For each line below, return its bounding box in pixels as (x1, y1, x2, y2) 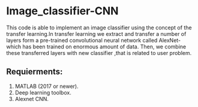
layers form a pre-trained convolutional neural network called (6, 36, 158, 44)
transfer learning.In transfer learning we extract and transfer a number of (6, 30, 187, 37)
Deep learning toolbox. (14, 88, 72, 96)
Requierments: (6, 67, 63, 77)
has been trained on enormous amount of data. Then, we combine (22, 43, 187, 50)
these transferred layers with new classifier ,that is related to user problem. (6, 49, 192, 56)
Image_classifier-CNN (6, 4, 119, 18)
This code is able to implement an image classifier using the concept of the (6, 24, 192, 31)
